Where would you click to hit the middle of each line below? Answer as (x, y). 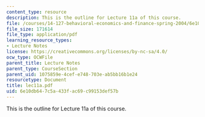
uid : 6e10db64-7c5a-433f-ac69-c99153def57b (63, 91)
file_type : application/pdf (42, 35)
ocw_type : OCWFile (30, 57)
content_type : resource (37, 12)
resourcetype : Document (37, 80)
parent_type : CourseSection (42, 69)
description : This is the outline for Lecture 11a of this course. (94, 18)
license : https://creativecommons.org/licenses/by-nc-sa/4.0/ (87, 52)
